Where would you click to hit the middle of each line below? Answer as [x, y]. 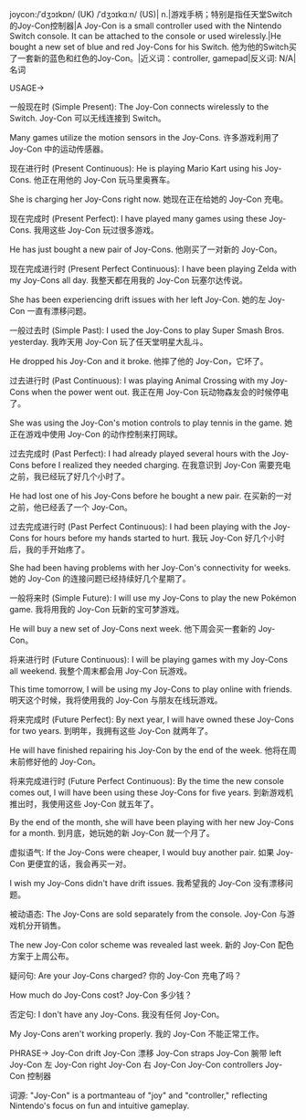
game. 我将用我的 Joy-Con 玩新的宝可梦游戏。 [97, 609]
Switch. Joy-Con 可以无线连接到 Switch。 [88, 118]
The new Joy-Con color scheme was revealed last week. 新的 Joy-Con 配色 [152, 945]
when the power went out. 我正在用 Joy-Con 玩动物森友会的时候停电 [160, 392]
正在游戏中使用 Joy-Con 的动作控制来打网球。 [96, 434]
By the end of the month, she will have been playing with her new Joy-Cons [152, 822]
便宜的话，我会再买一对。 [83, 864]
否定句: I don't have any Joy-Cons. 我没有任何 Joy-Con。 [117, 1014]
